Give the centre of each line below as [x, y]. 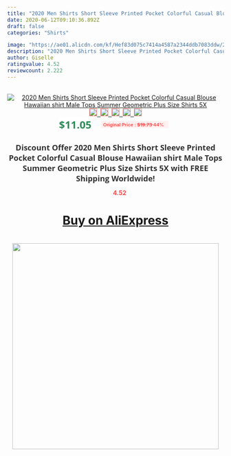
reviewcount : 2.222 [35, 70]
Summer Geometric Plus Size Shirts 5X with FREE [115, 168]
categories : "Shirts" [38, 33]
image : [16, 45]
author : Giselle [30, 58]
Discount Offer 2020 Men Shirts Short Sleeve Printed [115, 147]
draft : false [26, 26]
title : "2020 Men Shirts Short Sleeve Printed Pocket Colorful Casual [110, 13]
